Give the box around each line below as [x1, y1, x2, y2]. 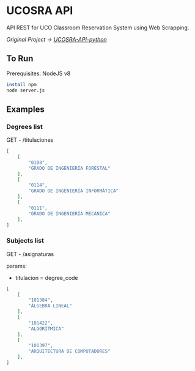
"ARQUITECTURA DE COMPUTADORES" [28, 348, 111, 354]
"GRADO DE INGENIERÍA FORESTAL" [28, 165, 111, 171]
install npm [6, 81, 37, 87]
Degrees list [6, 122, 43, 131]
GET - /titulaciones [6, 136, 54, 144]
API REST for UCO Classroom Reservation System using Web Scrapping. [6, 24, 189, 31]
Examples [6, 104, 45, 114]
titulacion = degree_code [15, 274, 78, 281]
